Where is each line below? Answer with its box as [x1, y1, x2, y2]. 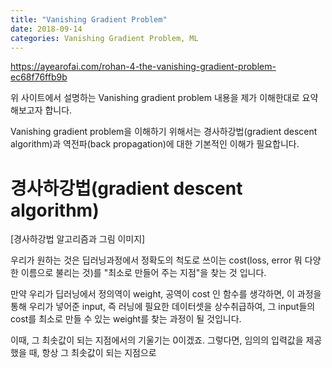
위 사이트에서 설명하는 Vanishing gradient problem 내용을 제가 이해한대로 [10, 92, 300, 104]
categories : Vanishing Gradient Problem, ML [10, 33, 199, 43]
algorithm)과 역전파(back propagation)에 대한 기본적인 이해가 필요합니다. [10, 138, 300, 150]
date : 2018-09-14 [10, 24, 83, 34]
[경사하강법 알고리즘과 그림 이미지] [10, 233, 146, 245]
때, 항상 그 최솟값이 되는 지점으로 [28, 347, 157, 359]
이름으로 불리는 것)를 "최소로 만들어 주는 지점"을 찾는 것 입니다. [20, 267, 267, 279]
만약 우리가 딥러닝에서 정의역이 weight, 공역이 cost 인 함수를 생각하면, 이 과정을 [10, 288, 322, 300]
